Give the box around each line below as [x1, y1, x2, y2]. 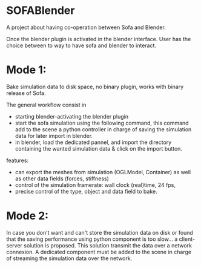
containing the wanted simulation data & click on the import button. [15, 145, 183, 152]
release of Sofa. [6, 89, 46, 97]
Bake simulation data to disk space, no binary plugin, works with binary [6, 83, 184, 90]
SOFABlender [6, 4, 75, 18]
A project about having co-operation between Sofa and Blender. [6, 24, 166, 31]
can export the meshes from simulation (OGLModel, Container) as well [15, 168, 191, 175]
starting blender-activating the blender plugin [15, 113, 129, 120]
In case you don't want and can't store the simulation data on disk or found [6, 229, 194, 236]
